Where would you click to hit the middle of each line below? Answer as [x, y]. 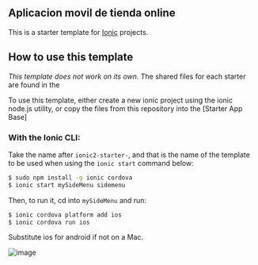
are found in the [34, 84]
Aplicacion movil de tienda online [92, 13]
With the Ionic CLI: [44, 137]
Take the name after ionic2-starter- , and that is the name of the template [129, 155]
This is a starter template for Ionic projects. [78, 32]
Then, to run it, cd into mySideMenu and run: [78, 200]
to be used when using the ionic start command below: [101, 163]
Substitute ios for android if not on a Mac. [76, 237]
